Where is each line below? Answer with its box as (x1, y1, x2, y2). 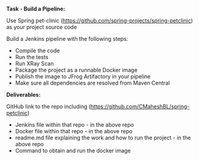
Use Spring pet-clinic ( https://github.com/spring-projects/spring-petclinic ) (6, 17, 194, 24)
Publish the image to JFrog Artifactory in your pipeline (15, 73, 151, 80)
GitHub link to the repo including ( (6, 103, 91, 110)
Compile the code (15, 47, 60, 54)
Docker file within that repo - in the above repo (15, 128, 133, 134)
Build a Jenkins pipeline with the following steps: (6, 35, 128, 42)
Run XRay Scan (15, 60, 54, 67)
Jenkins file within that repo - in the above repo (15, 121, 134, 128)
